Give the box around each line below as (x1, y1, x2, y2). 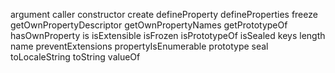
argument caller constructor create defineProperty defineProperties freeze (10, 9, 318, 20)
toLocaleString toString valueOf (10, 51, 141, 63)
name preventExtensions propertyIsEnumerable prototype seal (10, 40, 269, 52)
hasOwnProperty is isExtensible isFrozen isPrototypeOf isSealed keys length (10, 30, 326, 41)
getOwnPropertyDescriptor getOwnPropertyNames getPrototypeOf (10, 19, 288, 31)
